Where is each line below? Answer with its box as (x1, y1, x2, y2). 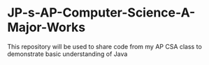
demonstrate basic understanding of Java (7, 50, 128, 58)
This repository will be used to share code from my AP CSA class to (7, 42, 203, 50)
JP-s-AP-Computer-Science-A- (7, 5, 196, 21)
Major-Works (7, 19, 86, 35)
